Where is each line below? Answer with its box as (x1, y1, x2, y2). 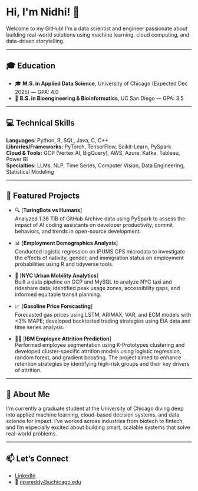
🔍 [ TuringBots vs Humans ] (14, 207, 82, 214)
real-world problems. (6, 430, 57, 437)
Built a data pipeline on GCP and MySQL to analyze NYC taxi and (14, 278, 172, 285)
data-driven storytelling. (6, 37, 65, 44)
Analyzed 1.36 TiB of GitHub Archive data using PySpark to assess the (14, 215, 186, 222)
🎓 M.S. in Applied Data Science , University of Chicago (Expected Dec (14, 80, 188, 87)
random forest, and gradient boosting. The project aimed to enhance (14, 354, 181, 361)
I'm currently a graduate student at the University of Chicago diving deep (6, 405, 184, 412)
